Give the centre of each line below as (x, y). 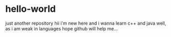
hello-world (31, 9)
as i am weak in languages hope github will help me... (61, 28)
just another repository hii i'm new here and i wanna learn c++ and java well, (86, 23)
